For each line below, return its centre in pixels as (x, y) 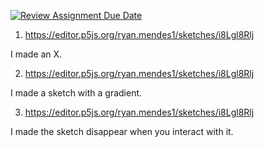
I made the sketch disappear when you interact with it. (122, 131)
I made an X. (36, 54)
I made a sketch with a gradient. (76, 93)
